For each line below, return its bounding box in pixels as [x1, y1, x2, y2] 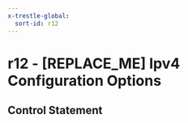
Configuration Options [7, 71, 162, 90]
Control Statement [7, 104, 103, 117]
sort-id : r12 [15, 19, 59, 28]
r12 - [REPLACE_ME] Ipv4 [7, 54, 181, 73]
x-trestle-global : [7, 11, 70, 20]
